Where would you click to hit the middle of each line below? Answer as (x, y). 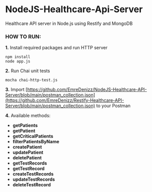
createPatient (27, 147)
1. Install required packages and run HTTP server (56, 48)
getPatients (25, 125)
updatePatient (28, 152)
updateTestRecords (34, 179)
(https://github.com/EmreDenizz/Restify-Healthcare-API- (65, 101)
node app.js (18, 61)
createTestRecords (33, 174)
